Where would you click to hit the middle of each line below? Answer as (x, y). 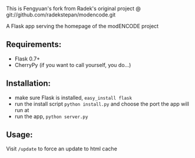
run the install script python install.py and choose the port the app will (102, 104)
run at (22, 110)
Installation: (29, 84)
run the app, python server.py (51, 116)
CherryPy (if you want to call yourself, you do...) (73, 65)
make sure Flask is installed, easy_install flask (73, 98)
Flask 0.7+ (27, 59)
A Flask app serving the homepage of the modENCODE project (82, 26)
